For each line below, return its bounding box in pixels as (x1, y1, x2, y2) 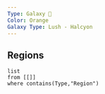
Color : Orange (7, 17, 49, 24)
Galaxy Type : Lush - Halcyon (7, 23, 93, 30)
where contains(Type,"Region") (7, 80, 99, 88)
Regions (7, 49, 44, 61)
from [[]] (7, 74, 37, 81)
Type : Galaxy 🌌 (7, 10, 52, 18)
